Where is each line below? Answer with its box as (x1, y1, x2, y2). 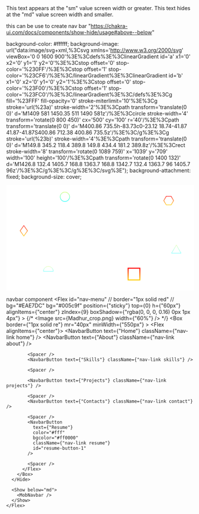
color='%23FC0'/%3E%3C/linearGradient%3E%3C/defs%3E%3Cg (6, 91, 173, 98)
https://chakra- (90, 23, 128, 29)
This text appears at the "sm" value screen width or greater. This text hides (6, 5, 191, 11)
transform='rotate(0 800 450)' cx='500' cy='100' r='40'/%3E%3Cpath (6, 116, 180, 123)
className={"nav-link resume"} (32, 440, 111, 446)
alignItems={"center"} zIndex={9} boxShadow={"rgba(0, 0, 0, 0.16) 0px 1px (6, 308, 191, 315)
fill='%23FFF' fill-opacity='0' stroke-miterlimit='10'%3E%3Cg (6, 97, 158, 104)
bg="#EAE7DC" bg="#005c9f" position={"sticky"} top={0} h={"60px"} (6, 302, 181, 309)
